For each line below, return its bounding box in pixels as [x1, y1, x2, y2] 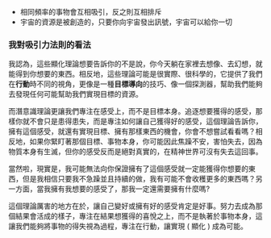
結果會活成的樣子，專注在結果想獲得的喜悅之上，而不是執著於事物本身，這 [15, 211, 263, 221]
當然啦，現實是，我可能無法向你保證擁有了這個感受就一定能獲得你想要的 [8, 164, 248, 173]
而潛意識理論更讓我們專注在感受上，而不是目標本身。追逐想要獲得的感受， [8, 106, 256, 116]
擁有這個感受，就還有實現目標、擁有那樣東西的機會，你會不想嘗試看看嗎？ [8, 127, 256, 136]
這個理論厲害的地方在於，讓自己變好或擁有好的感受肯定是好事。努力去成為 [8, 201, 256, 211]
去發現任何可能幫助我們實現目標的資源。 [8, 90, 143, 99]
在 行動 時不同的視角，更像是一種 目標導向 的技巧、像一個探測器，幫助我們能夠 [8, 79, 263, 89]
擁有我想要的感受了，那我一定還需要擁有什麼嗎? [50, 184, 211, 194]
